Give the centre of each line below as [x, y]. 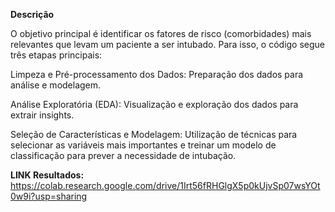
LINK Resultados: [47, 175]
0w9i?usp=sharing [49, 196]
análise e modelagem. [56, 85]
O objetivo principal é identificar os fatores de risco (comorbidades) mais [161, 33]
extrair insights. [42, 115]
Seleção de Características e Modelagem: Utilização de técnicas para [154, 134]
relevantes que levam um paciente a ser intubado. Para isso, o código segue [168, 44]
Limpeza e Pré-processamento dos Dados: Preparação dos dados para [157, 74]
